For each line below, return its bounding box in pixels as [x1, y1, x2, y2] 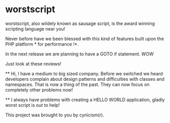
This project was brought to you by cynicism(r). [5, 112, 105, 118]
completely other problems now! [5, 86, 73, 93]
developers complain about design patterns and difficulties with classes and [5, 76, 165, 82]
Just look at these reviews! [5, 60, 61, 67]
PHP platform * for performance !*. [5, 41, 79, 47]
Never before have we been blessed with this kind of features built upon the [5, 36, 164, 42]
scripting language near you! [5, 25, 65, 32]
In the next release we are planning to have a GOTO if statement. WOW [5, 51, 154, 57]
